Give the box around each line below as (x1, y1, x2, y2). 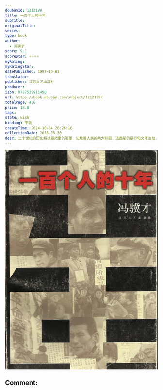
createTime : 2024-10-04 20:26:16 (5, 126, 73, 130)
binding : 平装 (5, 120, 33, 126)
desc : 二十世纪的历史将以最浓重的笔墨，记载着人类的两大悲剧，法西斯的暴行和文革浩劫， (5, 136, 159, 141)
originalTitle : (5, 23, 36, 28)
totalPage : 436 (5, 100, 36, 105)
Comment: (5, 379, 38, 387)
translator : (5, 74, 29, 80)
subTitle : (5, 18, 25, 23)
